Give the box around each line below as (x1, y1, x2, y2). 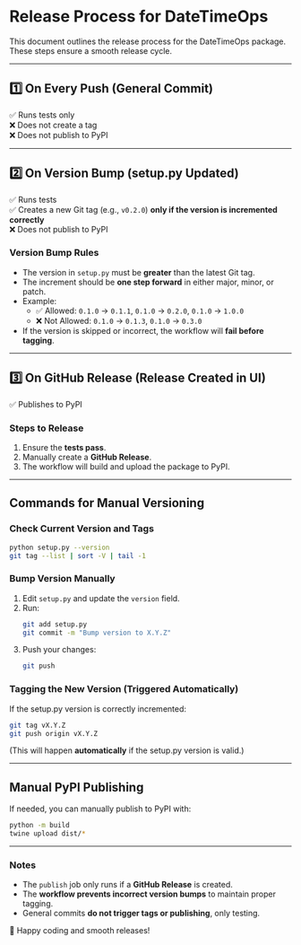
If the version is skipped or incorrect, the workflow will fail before (21, 325, 264, 336)
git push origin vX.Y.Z (9, 729, 99, 738)
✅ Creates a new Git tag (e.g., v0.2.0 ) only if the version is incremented (9, 204, 278, 214)
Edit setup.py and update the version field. (21, 592, 181, 603)
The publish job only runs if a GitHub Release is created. (21, 879, 233, 890)
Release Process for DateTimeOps (9, 6, 269, 27)
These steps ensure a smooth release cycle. (9, 45, 173, 56)
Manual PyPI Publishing (9, 779, 144, 795)
